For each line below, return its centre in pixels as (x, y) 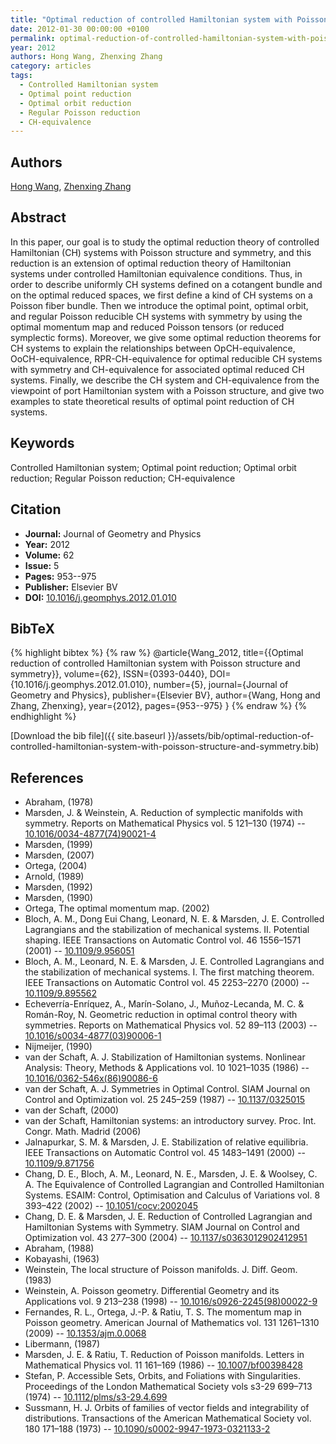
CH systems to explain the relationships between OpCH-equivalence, (153, 348)
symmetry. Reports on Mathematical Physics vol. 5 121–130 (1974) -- (165, 823)
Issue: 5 (42, 565)
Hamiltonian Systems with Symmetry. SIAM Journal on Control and (162, 1227)
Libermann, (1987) (62, 1344)
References (47, 777)
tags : (21, 76)
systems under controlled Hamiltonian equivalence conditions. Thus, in (156, 273)
